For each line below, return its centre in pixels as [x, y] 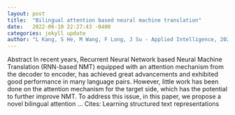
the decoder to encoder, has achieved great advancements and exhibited [113, 75]
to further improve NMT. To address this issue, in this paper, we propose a [114, 97]
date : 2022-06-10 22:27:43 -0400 [59, 26]
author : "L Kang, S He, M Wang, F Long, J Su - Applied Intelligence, [112, 40]
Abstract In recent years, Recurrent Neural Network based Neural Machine [115, 59]
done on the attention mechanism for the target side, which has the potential [117, 89]
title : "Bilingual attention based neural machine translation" [104, 20]
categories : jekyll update [47, 33]
